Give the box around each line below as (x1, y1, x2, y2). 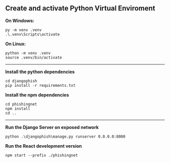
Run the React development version (5, 143, 82, 149)
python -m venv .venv (5, 50, 51, 55)
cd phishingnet (5, 102, 37, 107)
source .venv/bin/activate (5, 55, 62, 60)
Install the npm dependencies (5, 91, 69, 98)
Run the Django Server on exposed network (5, 124, 99, 130)
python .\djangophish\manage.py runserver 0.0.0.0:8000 (5, 134, 125, 139)
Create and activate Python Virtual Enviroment (5, 4, 155, 13)
